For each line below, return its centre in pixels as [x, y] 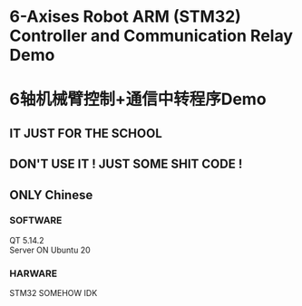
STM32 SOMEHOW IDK [54, 293]
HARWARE [33, 273]
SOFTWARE [36, 221]
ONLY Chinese [51, 195]
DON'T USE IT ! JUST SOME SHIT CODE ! [126, 164]
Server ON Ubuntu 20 [50, 250]
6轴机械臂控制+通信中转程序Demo [138, 99]
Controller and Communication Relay [151, 36]
